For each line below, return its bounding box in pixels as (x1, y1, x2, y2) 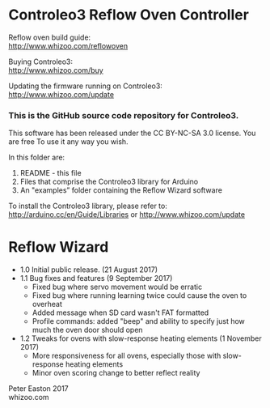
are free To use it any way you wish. (8, 137, 129, 147)
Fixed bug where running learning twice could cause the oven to (32, 291, 247, 300)
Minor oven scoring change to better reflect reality (32, 368, 200, 378)
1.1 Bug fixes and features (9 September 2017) (19, 274, 173, 283)
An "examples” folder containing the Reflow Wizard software (19, 185, 222, 195)
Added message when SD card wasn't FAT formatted (32, 308, 209, 317)
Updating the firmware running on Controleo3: (8, 81, 163, 91)
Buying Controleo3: (8, 57, 74, 66)
